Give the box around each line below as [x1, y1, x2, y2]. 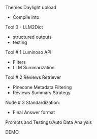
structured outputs [12, 34, 52, 40]
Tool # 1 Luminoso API [5, 49, 52, 55]
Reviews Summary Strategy [12, 90, 71, 96]
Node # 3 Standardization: [5, 99, 60, 105]
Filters [12, 59, 26, 65]
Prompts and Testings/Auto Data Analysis [5, 119, 92, 125]
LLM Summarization [12, 65, 55, 70]
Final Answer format [12, 109, 55, 115]
